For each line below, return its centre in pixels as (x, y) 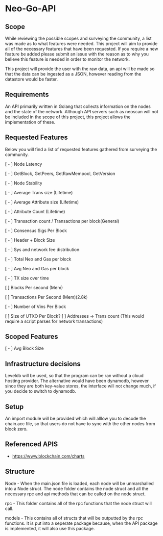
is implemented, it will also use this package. (50, 528)
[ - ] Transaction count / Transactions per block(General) (62, 221)
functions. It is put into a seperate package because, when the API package (81, 523)
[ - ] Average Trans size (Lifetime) (39, 192)
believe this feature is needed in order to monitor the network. (68, 59)
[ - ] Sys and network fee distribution (42, 249)
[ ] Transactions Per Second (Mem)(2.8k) (47, 297)
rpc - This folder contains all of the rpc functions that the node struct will (79, 503)
